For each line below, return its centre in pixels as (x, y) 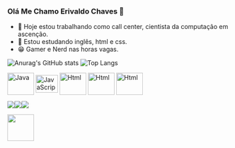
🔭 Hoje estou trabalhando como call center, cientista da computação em (123, 27)
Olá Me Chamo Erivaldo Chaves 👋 (66, 11)
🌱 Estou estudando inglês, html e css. (72, 42)
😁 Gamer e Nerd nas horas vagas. (68, 50)
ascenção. (33, 34)
